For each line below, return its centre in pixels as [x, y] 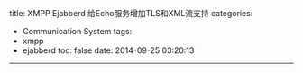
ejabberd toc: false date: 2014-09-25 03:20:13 [108, 50]
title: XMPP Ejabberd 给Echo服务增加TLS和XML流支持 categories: [131, 13]
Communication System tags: [77, 31]
